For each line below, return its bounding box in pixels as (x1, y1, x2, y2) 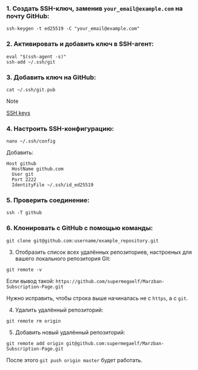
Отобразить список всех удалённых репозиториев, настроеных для (15, 248, 193, 256)
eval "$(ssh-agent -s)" (6, 54, 67, 60)
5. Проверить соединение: (6, 196, 90, 204)
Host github (6, 161, 36, 167)
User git (12, 172, 34, 178)
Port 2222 (12, 176, 36, 183)
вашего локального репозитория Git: (15, 254, 111, 262)
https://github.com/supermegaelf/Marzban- (55, 278, 165, 284)
